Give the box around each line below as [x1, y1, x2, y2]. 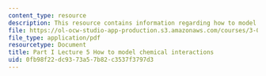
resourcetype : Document [8, 41, 87, 49]
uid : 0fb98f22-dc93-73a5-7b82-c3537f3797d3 [8, 56, 154, 64]
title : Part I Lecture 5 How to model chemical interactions [8, 48, 215, 56]
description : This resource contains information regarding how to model [8, 19, 257, 27]
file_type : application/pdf [8, 33, 101, 42]
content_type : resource [8, 11, 87, 20]
